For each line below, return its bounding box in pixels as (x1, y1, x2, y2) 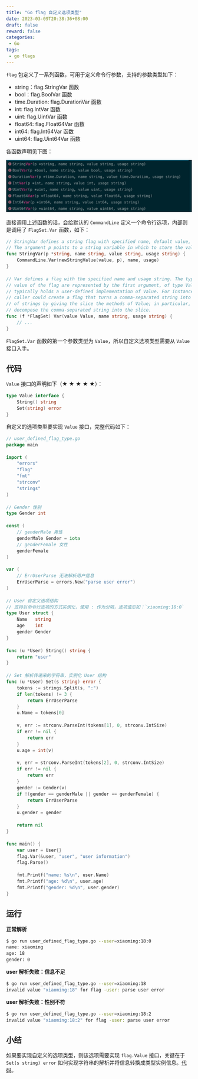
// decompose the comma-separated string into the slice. (6, 307, 151, 313)
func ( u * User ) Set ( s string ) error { (6, 679, 101, 685)
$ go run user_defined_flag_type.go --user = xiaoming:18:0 (6, 938, 151, 944)
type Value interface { (6, 393, 65, 399)
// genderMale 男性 (16, 529, 63, 535)
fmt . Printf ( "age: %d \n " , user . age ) (16, 879, 104, 884)
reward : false (6, 28, 41, 34)
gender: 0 (6, 957, 31, 963)
